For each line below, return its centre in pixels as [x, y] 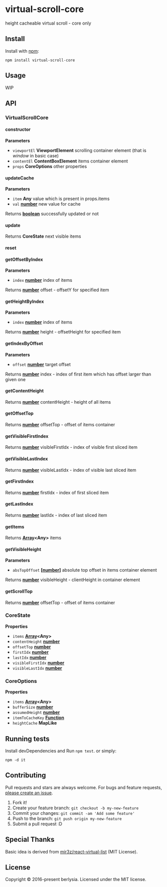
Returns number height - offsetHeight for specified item [63, 332]
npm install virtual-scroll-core [40, 60]
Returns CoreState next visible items [43, 236]
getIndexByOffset [24, 343]
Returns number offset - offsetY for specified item [57, 290]
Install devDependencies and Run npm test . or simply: [61, 751]
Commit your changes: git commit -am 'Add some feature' [74, 813]
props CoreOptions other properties [50, 166]
